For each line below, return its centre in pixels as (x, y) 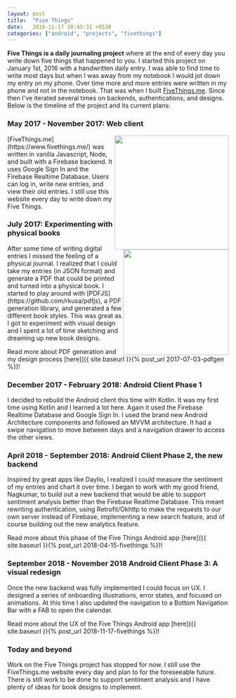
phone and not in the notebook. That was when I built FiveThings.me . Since (116, 91)
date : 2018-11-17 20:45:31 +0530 (59, 27)
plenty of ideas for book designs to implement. (75, 687)
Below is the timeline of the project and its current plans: (89, 105)
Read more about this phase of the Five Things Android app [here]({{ (107, 538)
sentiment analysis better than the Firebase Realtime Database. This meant (116, 502)
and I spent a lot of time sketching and (63, 330)
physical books (34, 233)
